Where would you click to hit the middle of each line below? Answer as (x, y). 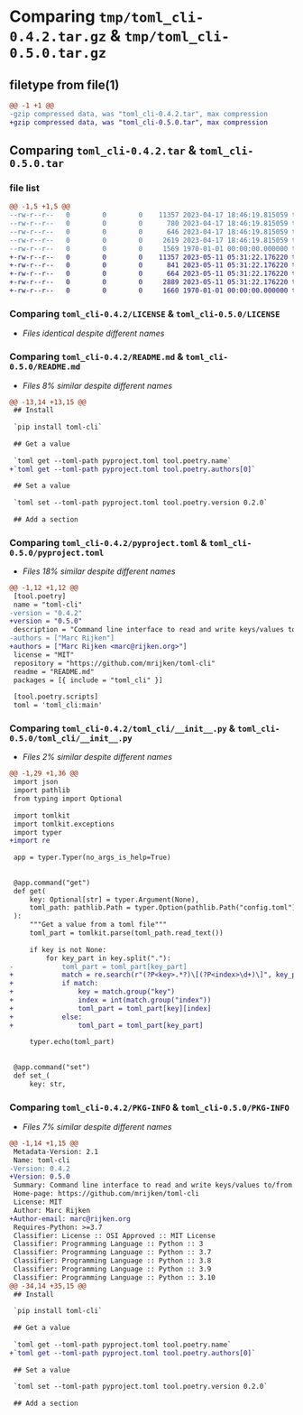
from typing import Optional (68, 799)
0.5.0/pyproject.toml (57, 553)
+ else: (46, 1017)
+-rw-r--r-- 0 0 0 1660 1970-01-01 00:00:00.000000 (149, 291)
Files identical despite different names (93, 333)
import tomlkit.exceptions (64, 824)
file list (25, 188)
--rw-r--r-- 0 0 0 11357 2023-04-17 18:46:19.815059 (149, 215)
